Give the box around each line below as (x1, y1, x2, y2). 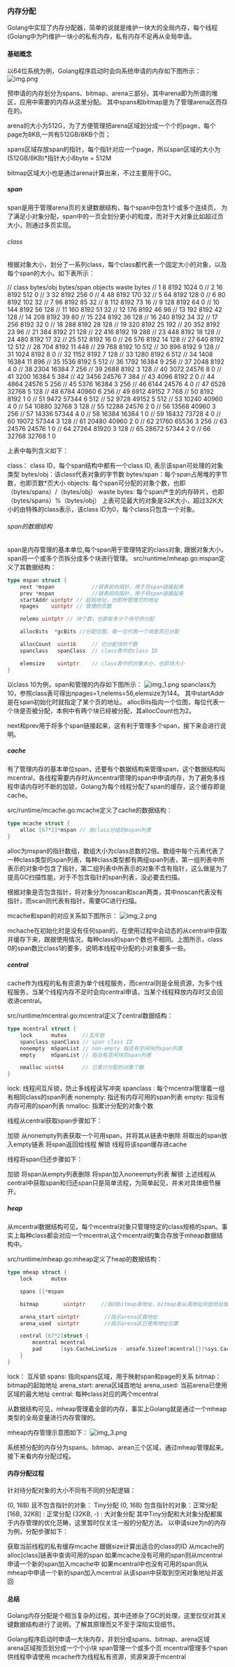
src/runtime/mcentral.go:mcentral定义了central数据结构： (7, 1011, 173, 1020)
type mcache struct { (7, 820, 71, 828)
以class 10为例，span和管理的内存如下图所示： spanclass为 (7, 680, 217, 688)
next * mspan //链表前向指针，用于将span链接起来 (20, 583, 184, 590)
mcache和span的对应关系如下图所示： (7, 912, 118, 920)
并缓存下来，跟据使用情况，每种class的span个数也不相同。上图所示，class (7, 935, 223, 944)
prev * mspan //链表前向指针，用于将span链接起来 (20, 590, 184, 597)
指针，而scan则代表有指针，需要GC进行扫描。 (7, 897, 141, 905)
